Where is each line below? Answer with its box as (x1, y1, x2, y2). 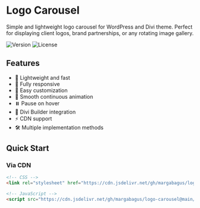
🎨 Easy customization (14, 87, 68, 94)
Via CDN (6, 161, 32, 169)
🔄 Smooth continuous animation (14, 93, 93, 100)
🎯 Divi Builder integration (14, 108, 76, 115)
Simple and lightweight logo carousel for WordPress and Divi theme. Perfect (6, 23, 193, 30)
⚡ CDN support (14, 115, 52, 122)
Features (6, 58, 40, 68)
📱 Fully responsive (14, 80, 61, 87)
